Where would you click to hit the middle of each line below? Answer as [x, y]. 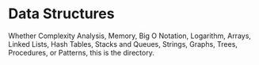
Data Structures [61, 14]
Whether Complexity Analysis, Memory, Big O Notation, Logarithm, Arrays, [130, 36]
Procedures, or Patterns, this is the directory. [81, 52]
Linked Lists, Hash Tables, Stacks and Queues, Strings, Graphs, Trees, [123, 44]
